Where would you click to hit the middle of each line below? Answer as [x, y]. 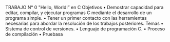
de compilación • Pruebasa [34, 34]
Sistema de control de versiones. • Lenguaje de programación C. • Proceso [85, 29]
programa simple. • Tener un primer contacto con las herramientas [76, 18]
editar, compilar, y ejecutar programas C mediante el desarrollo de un [79, 13]
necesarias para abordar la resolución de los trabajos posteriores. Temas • [84, 23]
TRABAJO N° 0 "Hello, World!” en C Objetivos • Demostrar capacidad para [84, 7]
